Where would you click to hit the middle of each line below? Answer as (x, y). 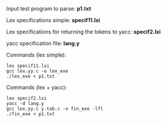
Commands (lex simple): (36, 55)
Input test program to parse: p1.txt (49, 9)
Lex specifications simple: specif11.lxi (53, 20)
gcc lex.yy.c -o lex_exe (37, 71)
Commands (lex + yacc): (37, 87)
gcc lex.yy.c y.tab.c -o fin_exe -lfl (55, 109)
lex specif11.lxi (28, 66)
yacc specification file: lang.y (43, 43)
